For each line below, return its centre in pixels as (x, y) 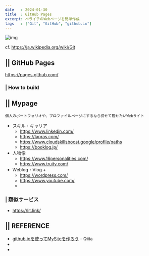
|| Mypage (22, 104)
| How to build (22, 87)
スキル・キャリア (30, 126)
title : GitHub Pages (28, 14)
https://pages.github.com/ (32, 75)
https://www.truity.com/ (44, 163)
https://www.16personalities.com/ (54, 158)
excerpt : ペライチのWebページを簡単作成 (43, 19)
